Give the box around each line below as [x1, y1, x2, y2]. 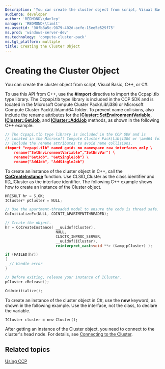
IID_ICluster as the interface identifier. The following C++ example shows [5, 178, 153, 185]
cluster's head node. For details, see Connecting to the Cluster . [5, 331, 133, 337]
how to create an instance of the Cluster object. [5, 184, 102, 190]
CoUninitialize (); [5, 288, 43, 293]
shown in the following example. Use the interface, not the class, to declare [5, 302, 158, 308]
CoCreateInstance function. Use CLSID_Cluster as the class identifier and [5, 173, 155, 179]
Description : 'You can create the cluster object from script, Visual [5, 7, 153, 12]
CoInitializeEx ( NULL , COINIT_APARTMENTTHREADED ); [5, 211, 109, 217]
